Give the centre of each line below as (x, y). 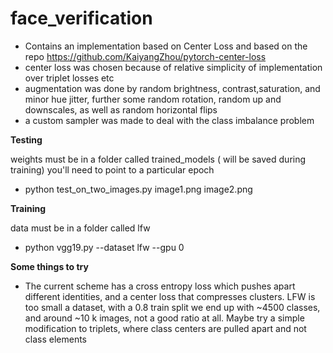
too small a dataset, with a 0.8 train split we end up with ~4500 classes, (172, 307)
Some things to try (49, 266)
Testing (26, 139)
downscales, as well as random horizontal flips (121, 109)
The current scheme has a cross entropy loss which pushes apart (160, 286)
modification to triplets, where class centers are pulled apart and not (165, 328)
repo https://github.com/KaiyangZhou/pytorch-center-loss (145, 56)
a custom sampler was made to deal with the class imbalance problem (169, 120)
